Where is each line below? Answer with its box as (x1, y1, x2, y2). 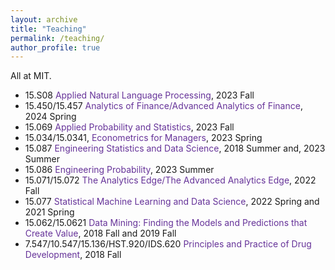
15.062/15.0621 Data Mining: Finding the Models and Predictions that (24, 217, 308, 229)
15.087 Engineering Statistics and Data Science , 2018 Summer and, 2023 (24, 142, 326, 155)
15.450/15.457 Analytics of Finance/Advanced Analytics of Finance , (24, 100, 303, 112)
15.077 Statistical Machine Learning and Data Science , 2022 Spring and (24, 196, 320, 208)
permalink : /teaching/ (10, 33, 105, 43)
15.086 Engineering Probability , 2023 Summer (24, 164, 215, 176)
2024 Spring (24, 111, 77, 123)
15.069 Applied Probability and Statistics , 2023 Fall (24, 121, 235, 133)
